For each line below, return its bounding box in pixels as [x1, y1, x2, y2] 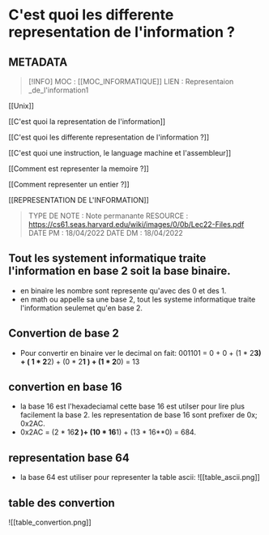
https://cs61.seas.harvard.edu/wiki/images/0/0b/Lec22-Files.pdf [28, 220, 245, 229]
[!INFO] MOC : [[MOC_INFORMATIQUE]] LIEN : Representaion [28, 77, 234, 86]
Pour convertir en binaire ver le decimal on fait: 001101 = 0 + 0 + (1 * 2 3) [19, 348, 262, 357]
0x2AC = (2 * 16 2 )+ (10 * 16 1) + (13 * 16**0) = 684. [19, 427, 197, 437]
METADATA [8, 55, 68, 69]
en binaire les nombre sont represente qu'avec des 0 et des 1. [19, 285, 227, 295]
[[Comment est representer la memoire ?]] [8, 164, 150, 173]
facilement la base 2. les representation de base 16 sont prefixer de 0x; [19, 410, 258, 420]
